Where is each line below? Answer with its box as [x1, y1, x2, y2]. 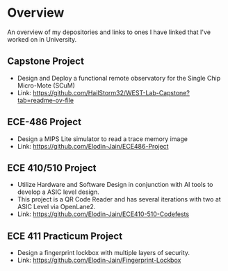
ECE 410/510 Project [7, 162, 97, 174]
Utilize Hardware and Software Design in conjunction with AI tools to [17, 181, 213, 189]
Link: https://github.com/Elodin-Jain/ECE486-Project [17, 142, 169, 150]
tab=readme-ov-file [17, 96, 74, 104]
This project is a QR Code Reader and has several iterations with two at [17, 195, 221, 204]
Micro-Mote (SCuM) [17, 81, 75, 90]
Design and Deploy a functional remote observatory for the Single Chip [17, 74, 221, 82]
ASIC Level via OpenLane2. [17, 203, 96, 211]
